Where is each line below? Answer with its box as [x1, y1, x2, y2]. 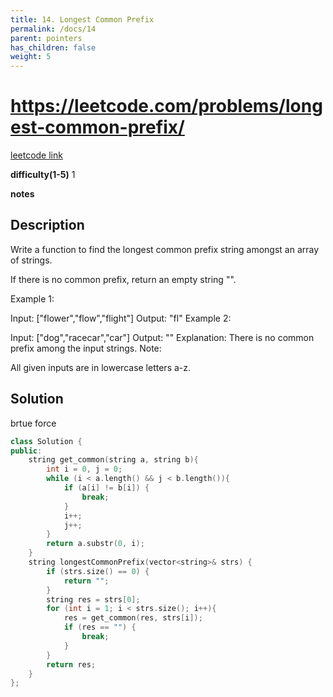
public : [10, 446, 43, 456]
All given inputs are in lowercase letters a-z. [10, 361, 192, 373]
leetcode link [10, 149, 63, 161]
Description [10, 217, 85, 234]
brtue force [10, 417, 57, 429]
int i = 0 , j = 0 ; [46, 464, 123, 475]
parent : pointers [10, 33, 83, 43]
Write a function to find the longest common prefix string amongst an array [10, 243, 320, 255]
